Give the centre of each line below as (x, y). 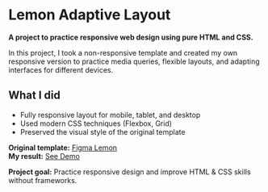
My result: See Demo (44, 156)
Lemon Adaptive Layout (90, 15)
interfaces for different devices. (61, 69)
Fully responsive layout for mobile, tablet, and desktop (110, 115)
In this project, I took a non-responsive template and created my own (123, 52)
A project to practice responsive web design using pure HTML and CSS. (131, 37)
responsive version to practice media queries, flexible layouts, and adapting (134, 61)
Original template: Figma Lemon (63, 148)
